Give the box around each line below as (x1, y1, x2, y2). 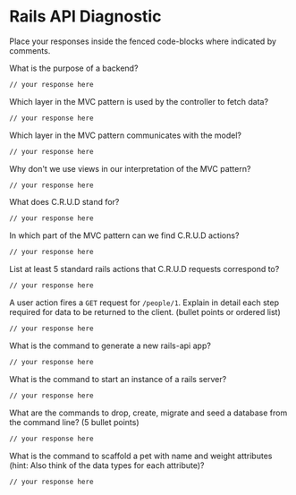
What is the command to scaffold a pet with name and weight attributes (9, 450, 273, 461)
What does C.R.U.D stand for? (9, 197, 120, 208)
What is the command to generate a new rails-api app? (9, 340, 212, 351)
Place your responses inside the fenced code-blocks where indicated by (9, 36, 277, 47)
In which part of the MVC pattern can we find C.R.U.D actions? (9, 230, 240, 241)
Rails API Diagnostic (9, 6, 162, 27)
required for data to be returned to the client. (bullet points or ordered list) (9, 307, 281, 318)
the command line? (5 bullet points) (9, 416, 140, 427)
